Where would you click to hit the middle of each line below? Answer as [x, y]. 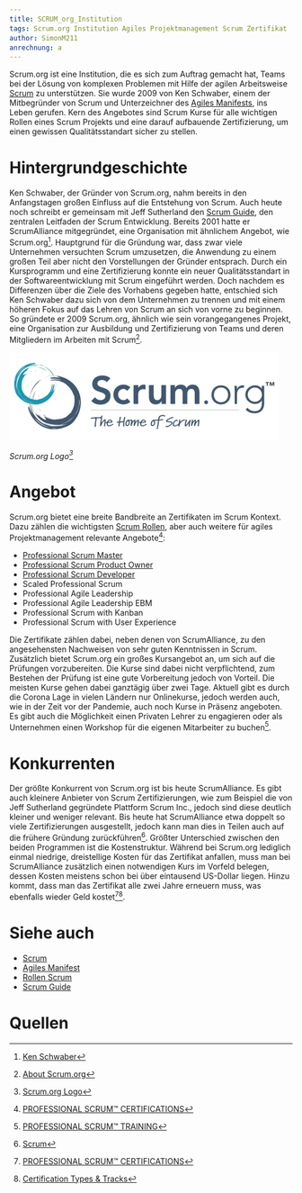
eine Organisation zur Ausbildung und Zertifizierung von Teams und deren [147, 328]
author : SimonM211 [44, 38]
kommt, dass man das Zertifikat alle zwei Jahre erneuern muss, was [135, 886]
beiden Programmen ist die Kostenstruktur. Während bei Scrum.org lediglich [150, 847]
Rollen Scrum [47, 977]
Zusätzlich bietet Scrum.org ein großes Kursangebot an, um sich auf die [142, 658]
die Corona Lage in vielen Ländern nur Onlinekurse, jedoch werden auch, [145, 697]
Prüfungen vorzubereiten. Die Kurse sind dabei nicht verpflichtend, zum [142, 668]
